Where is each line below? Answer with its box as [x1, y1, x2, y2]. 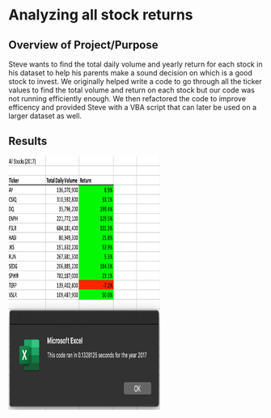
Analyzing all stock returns [8, 6, 193, 24]
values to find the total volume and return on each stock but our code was [8, 85, 255, 95]
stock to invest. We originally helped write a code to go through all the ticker [8, 77, 263, 86]
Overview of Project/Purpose [8, 38, 159, 52]
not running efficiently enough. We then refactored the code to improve [8, 94, 247, 103]
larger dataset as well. [8, 111, 83, 121]
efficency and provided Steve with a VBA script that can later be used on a [8, 103, 257, 112]
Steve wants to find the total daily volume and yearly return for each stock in [8, 59, 263, 69]
